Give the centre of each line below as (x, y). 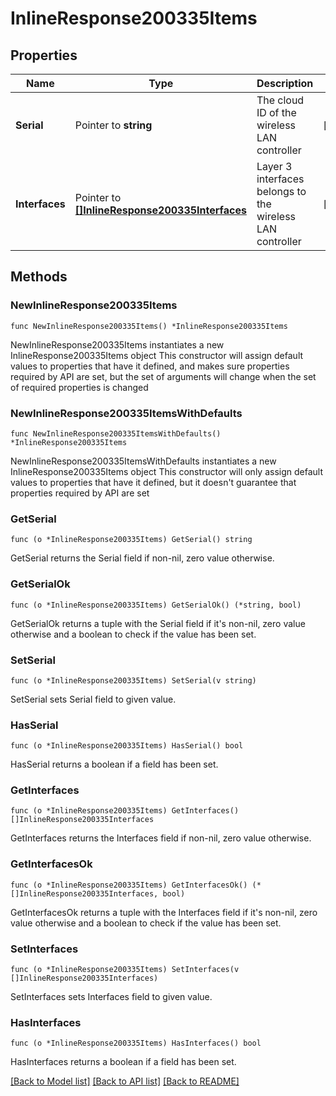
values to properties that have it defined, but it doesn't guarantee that (153, 482)
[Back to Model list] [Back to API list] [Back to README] (125, 1081)
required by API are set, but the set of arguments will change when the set (163, 376)
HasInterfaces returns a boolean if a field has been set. (123, 1062)
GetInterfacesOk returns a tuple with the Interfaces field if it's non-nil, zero (164, 912)
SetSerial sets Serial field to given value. (93, 699)
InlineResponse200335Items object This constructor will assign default (157, 355)
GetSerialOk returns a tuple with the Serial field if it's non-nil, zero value (158, 623)
